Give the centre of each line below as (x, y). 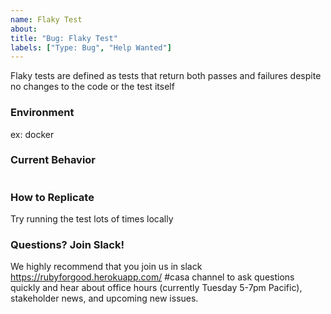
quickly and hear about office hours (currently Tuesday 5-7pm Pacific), (156, 288)
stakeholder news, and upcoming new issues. (104, 298)
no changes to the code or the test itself (92, 87)
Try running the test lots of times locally (92, 219)
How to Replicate (52, 197)
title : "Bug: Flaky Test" (64, 38)
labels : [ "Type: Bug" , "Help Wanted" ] (91, 47)
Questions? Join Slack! (67, 245)
